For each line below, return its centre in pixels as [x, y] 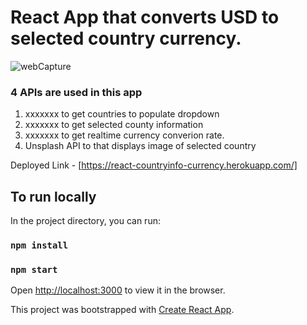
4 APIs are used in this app [76, 92]
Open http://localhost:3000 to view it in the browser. [118, 290]
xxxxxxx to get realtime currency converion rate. [124, 135]
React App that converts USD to [145, 17]
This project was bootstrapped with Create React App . [122, 310]
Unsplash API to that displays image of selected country [140, 146]
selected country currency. [126, 38]
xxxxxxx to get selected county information [114, 125]
